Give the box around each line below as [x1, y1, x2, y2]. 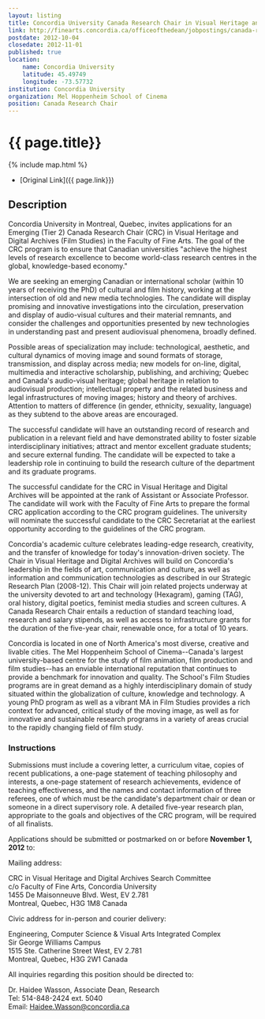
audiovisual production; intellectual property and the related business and [8, 384, 248, 394]
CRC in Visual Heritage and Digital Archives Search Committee [8, 874, 211, 883]
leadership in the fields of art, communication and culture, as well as [8, 564, 230, 574]
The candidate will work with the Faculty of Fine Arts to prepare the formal [8, 499, 250, 508]
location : [8, 56, 41, 64]
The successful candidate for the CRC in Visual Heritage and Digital [8, 481, 228, 491]
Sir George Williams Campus [8, 938, 101, 947]
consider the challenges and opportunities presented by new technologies [8, 318, 250, 328]
